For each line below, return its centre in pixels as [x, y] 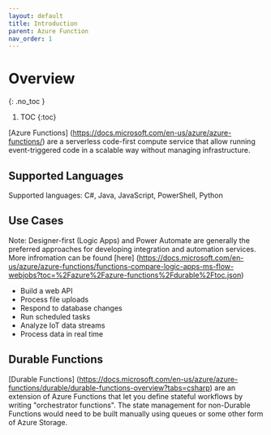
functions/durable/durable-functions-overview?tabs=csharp [110, 388]
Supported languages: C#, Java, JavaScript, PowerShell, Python [116, 195]
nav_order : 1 [30, 39]
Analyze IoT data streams [62, 325]
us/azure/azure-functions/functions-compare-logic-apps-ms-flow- [121, 266]
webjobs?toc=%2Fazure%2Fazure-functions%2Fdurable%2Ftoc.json [125, 275]
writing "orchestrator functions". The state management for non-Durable [129, 405]
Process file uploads [54, 299]
